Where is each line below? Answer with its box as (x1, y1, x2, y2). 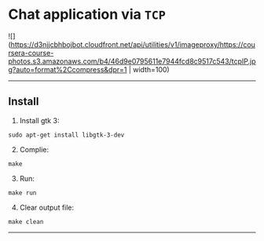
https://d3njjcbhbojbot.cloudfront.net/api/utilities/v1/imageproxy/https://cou (10, 39, 255, 49)
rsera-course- (8, 48, 54, 57)
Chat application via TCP (8, 5, 167, 24)
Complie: (19, 144, 49, 154)
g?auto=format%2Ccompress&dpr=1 (8, 64, 127, 74)
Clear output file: (19, 203, 75, 212)
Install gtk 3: (19, 115, 60, 125)
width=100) (132, 64, 170, 74)
